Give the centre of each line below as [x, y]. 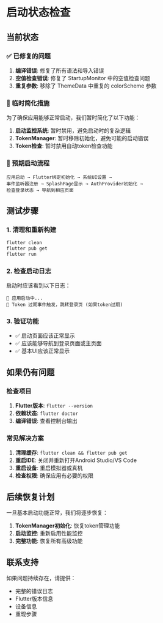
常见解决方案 [25, 438]
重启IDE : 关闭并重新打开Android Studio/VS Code [76, 460]
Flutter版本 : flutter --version [54, 406]
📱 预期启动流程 [28, 163]
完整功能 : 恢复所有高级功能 [49, 541]
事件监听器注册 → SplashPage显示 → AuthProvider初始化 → [75, 184]
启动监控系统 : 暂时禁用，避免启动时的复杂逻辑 [73, 131]
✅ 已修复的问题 [28, 56]
